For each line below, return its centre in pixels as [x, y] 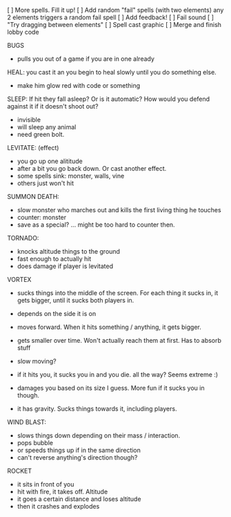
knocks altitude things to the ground [69, 251]
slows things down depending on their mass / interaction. [99, 435]
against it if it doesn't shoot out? [53, 106]
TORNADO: [23, 238]
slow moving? [37, 361]
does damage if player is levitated [65, 266]
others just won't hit [46, 183]
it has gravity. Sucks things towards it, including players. [97, 408]
